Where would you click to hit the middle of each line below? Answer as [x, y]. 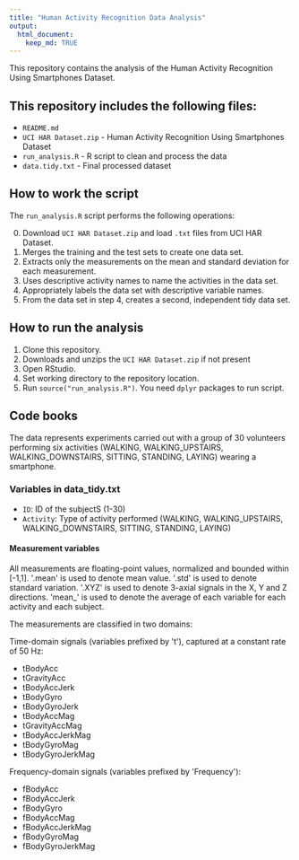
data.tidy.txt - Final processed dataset [97, 166]
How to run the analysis [77, 328]
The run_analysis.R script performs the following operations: [122, 215]
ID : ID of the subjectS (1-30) [74, 509]
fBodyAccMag [48, 817]
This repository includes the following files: [133, 105]
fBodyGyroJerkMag [59, 846]
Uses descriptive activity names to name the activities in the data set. [150, 280]
